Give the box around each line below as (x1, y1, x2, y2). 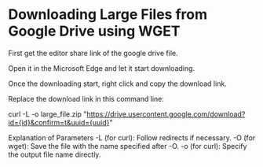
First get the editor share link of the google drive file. (8, 48, 178, 58)
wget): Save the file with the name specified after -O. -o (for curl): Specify (8, 141, 247, 150)
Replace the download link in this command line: (8, 94, 165, 103)
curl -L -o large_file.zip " (8, 109, 87, 119)
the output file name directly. (8, 150, 101, 159)
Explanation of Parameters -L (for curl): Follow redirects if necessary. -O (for (8, 132, 256, 143)
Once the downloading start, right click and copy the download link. (8, 79, 228, 88)
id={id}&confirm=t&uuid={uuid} (8, 117, 110, 127)
